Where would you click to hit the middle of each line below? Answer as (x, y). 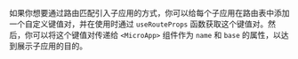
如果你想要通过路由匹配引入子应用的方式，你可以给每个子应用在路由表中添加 (149, 13)
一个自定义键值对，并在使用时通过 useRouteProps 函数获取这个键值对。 (139, 24)
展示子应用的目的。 (52, 46)
